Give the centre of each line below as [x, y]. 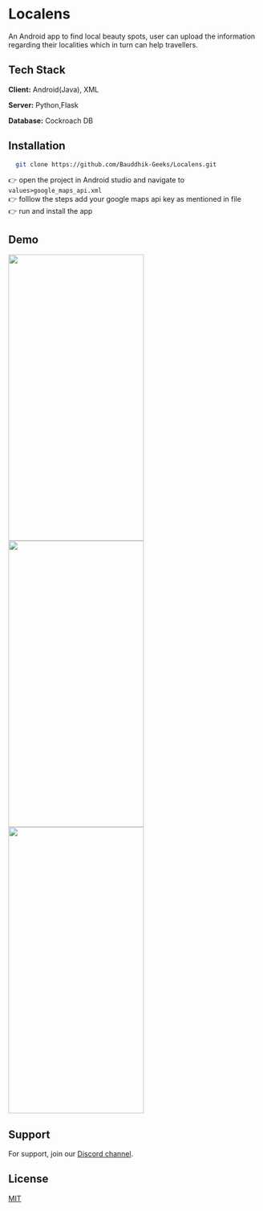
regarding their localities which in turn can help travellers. [103, 44]
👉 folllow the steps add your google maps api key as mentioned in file [125, 199]
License [28, 1179]
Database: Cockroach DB [51, 121]
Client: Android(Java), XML [54, 89]
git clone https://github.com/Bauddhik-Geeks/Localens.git [116, 164]
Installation [37, 146]
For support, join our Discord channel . [71, 1154]
